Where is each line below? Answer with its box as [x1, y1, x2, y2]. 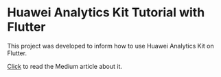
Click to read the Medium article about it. [7, 62, 122, 70]
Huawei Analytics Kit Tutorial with [7, 5, 205, 20]
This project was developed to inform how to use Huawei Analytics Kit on [7, 42, 214, 50]
